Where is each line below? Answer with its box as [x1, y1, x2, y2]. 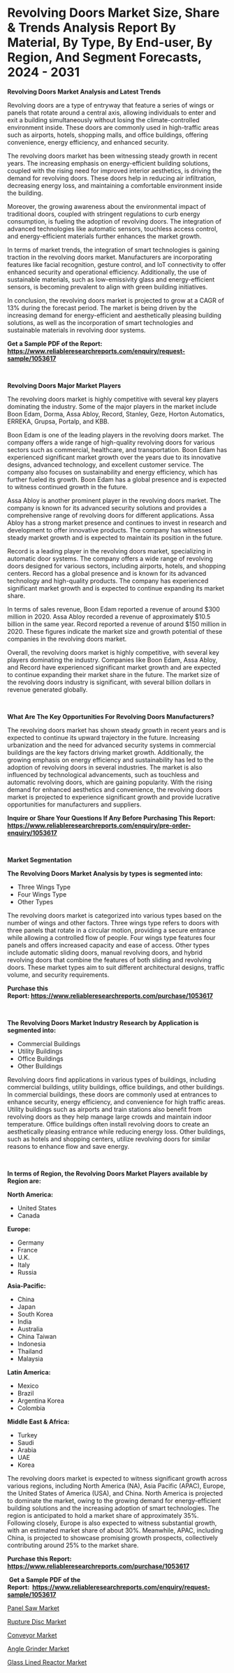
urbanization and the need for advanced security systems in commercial [7, 741, 216, 749]
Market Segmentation [7, 855, 72, 864]
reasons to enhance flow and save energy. [7, 1142, 130, 1150]
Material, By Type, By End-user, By [7, 35, 213, 50]
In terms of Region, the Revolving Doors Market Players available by [7, 1169, 208, 1178]
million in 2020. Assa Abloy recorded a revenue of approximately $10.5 [7, 612, 211, 621]
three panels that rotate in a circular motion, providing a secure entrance [7, 926, 216, 934]
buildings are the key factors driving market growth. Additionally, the [7, 748, 204, 756]
